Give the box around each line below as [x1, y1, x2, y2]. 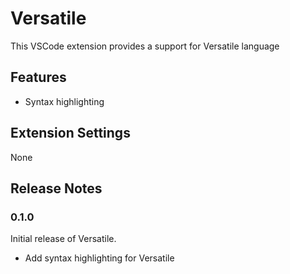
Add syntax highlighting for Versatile [24, 252, 175, 264]
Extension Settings [10, 125, 131, 142]
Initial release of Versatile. [10, 233, 117, 245]
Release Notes [10, 180, 103, 197]
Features [10, 69, 67, 86]
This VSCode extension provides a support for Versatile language [10, 40, 280, 52]
